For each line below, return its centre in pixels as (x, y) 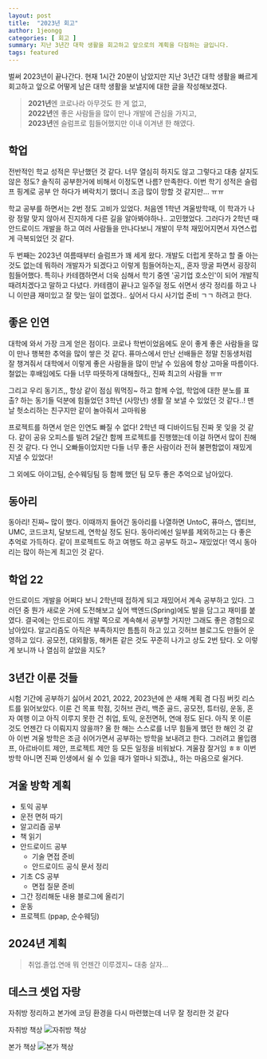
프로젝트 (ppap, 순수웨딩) (59, 916)
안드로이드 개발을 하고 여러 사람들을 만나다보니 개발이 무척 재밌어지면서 (119, 228)
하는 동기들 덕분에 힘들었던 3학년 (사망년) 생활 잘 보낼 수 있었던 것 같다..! (132, 400)
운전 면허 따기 (41, 816)
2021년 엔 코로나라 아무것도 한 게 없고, (87, 103)
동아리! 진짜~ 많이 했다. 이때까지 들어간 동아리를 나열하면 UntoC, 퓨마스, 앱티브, (132, 522)
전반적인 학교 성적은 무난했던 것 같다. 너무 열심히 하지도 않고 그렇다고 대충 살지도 (133, 171)
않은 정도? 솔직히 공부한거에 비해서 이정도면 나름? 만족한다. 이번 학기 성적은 (126, 181)
